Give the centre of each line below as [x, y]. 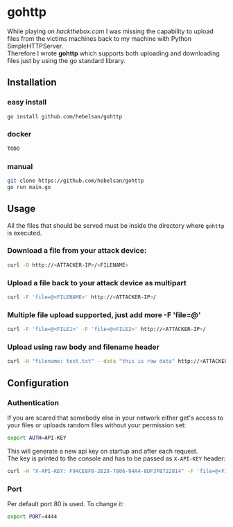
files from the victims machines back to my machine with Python [100, 38]
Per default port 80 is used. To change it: [66, 503]
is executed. [25, 233]
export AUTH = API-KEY [37, 438]
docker [19, 134]
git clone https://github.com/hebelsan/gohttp [76, 181]
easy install [27, 102]
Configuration [38, 383]
